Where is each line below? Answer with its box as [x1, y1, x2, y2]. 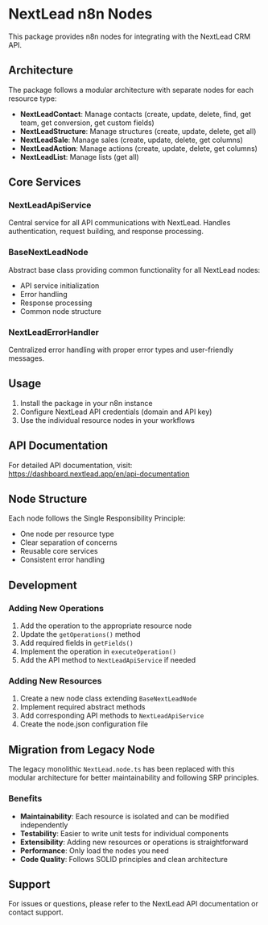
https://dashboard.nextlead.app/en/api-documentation [8, 469, 190, 479]
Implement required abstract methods [19, 702, 146, 712]
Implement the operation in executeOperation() [19, 647, 177, 656]
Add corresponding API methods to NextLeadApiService [19, 711, 204, 721]
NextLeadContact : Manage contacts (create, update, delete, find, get [19, 109, 252, 119]
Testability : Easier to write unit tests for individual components [19, 828, 229, 838]
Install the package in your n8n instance [19, 398, 153, 408]
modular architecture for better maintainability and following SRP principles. [8, 772, 259, 783]
